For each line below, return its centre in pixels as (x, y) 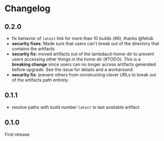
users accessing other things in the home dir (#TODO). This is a (76, 59)
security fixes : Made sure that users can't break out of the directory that (85, 44)
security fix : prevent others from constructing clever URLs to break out (84, 75)
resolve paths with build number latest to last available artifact (75, 107)
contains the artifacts (33, 49)
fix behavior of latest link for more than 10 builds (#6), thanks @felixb (82, 38)
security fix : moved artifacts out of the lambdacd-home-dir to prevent (83, 54)
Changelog (27, 9)
